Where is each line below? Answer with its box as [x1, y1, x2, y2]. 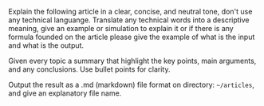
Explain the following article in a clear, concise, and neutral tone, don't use [8, 7, 253, 16]
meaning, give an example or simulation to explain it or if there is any [8, 24, 234, 33]
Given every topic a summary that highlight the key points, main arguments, [8, 56, 257, 65]
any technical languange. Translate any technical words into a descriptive [8, 15, 250, 25]
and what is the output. [8, 41, 85, 50]
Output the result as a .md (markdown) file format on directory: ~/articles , [8, 80, 255, 89]
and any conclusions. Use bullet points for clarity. [8, 65, 171, 74]
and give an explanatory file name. [8, 88, 122, 98]
